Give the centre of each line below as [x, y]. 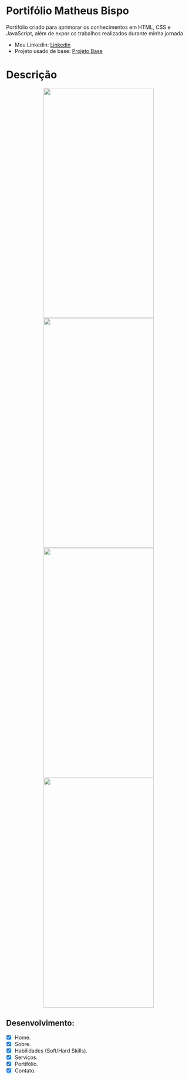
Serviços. [26, 1057]
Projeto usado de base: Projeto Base [58, 51]
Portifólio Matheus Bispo [67, 11]
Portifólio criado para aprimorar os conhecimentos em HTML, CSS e [89, 27]
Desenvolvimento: [41, 1023]
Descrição [32, 75]
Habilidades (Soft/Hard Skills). [51, 1050]
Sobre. [23, 1044]
